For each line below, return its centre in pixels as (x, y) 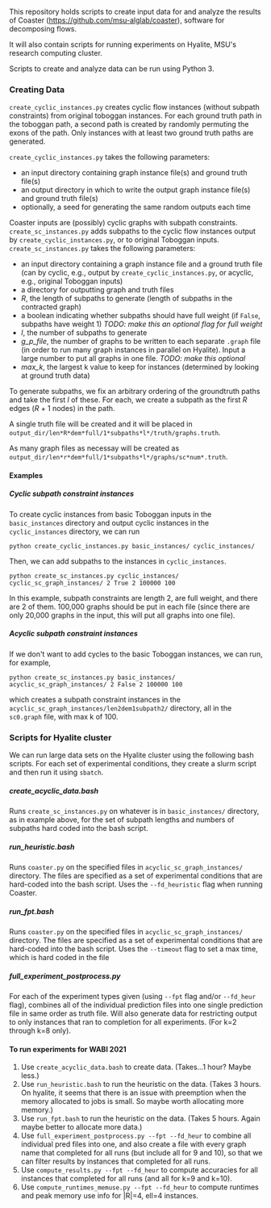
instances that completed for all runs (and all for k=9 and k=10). (126, 1179)
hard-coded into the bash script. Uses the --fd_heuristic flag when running (136, 884)
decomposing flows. (43, 29)
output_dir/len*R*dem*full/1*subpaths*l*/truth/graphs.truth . (115, 433)
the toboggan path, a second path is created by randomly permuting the (129, 124)
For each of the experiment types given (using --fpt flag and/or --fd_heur (133, 996)
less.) (30, 1076)
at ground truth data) (56, 375)
